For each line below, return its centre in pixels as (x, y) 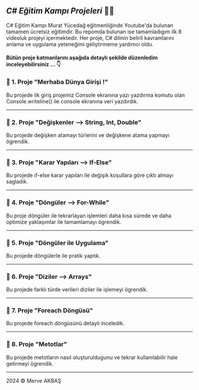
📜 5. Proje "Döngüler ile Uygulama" (57, 243)
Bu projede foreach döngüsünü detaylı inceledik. (65, 324)
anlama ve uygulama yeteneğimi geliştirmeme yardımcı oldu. (80, 44)
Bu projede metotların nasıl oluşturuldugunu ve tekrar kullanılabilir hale (92, 357)
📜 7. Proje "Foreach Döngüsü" (50, 310)
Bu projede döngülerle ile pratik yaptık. (53, 255)
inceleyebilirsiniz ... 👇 (33, 64)
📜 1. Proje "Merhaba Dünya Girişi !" (57, 82)
